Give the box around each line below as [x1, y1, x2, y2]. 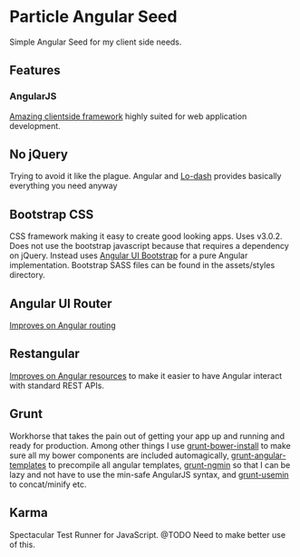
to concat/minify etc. [9, 479, 88, 490]
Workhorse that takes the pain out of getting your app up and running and [9, 430, 285, 442]
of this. [9, 539, 36, 550]
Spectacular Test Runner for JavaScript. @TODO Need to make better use [9, 529, 286, 540]
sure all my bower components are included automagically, [9, 450, 229, 461]
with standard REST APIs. [9, 380, 104, 391]
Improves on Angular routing [9, 320, 116, 331]
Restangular [9, 346, 80, 362]
